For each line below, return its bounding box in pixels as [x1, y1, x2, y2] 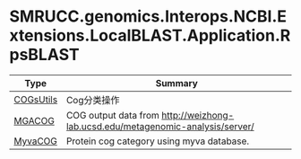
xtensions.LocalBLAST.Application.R [9, 25, 291, 46]
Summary [155, 76, 199, 89]
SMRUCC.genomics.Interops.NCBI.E [9, 6, 288, 27]
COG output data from [65, 109, 159, 121]
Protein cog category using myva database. [65, 135, 250, 147]
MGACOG [13, 114, 56, 127]
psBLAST [9, 45, 80, 65]
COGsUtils [13, 93, 58, 105]
